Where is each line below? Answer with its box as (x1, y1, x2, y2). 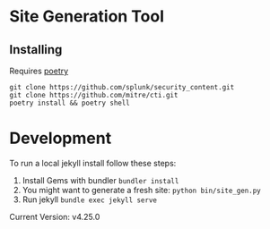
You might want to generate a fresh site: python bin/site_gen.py (22, 184, 262, 195)
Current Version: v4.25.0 (9, 211, 100, 222)
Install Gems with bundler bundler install (22, 174, 179, 185)
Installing (9, 42, 63, 57)
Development (9, 128, 112, 148)
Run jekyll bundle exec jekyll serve (22, 194, 157, 205)
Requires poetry (9, 65, 69, 76)
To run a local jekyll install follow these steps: (9, 157, 177, 168)
